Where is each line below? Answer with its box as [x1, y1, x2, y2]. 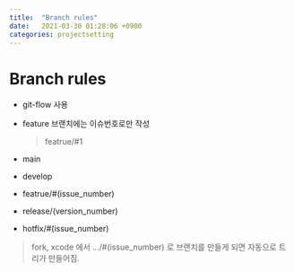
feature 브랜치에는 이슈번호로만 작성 [22, 118, 151, 129]
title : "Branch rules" [9, 13, 99, 22]
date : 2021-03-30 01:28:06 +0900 [9, 22, 143, 31]
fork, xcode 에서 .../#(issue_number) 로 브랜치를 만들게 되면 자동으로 [30, 241, 277, 252]
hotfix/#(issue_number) [22, 224, 109, 234]
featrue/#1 [44, 136, 83, 147]
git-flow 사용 [22, 100, 69, 110]
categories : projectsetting [9, 30, 115, 39]
